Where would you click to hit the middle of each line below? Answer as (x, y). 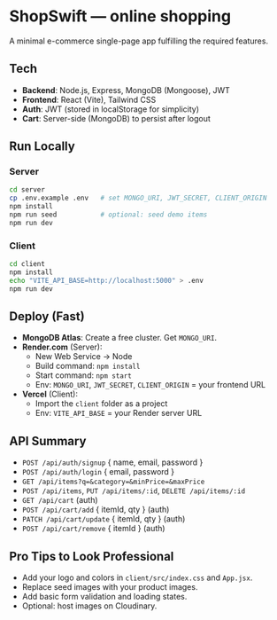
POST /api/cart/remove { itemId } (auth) (93, 529)
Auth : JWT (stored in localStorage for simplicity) (111, 109)
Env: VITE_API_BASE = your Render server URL (119, 413)
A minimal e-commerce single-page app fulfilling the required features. (138, 41)
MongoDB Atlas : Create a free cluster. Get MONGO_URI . (119, 338)
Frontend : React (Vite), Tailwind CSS (89, 99)
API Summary (48, 441)
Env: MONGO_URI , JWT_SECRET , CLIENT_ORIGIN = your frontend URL (150, 385)
